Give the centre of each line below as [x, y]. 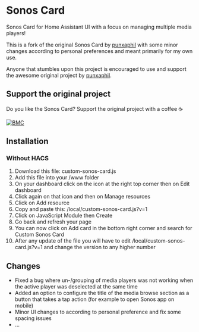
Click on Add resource [42, 203]
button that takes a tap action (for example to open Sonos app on [94, 299]
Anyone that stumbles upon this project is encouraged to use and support [97, 69]
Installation [27, 142]
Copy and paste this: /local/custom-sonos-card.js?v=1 [81, 209]
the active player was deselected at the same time [76, 287]
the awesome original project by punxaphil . [59, 75]
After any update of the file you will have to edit [72, 241]
